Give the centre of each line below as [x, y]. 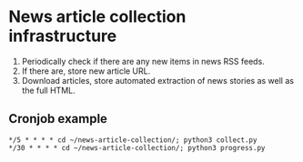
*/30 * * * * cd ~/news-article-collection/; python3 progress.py [137, 147]
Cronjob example [58, 119]
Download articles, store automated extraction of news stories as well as [158, 80]
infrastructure [63, 36]
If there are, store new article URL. [86, 71]
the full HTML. [48, 90]
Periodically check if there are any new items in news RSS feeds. [143, 61]
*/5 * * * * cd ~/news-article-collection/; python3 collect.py [133, 140]
